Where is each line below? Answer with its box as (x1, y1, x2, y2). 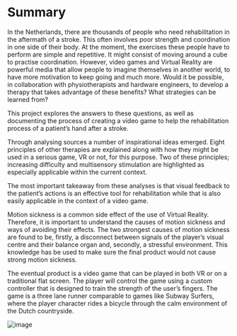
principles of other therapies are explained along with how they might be (7, 145, 219, 153)
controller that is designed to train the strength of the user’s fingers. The (7, 284, 218, 292)
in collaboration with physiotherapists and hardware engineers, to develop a (7, 80, 229, 88)
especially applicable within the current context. (7, 168, 147, 176)
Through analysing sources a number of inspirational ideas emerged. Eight (7, 137, 225, 146)
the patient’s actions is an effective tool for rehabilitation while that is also (7, 189, 221, 197)
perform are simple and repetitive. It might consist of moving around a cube (7, 50, 228, 59)
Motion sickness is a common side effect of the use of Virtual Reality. (7, 210, 209, 219)
